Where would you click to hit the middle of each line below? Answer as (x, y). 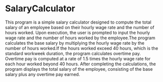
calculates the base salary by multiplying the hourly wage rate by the (75, 43)
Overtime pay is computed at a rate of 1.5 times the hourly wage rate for (78, 58)
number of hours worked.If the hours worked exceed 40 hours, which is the (82, 48)
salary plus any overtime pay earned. (42, 74)
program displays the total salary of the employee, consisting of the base (79, 69)
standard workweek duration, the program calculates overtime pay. (73, 53)
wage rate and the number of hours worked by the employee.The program (80, 38)
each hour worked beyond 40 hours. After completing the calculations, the (81, 64)
